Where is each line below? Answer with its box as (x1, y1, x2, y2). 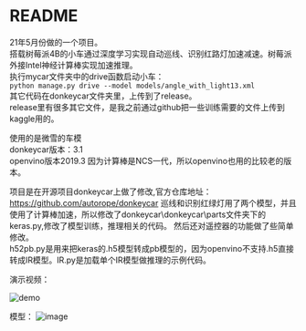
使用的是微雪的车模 (9, 132, 82, 143)
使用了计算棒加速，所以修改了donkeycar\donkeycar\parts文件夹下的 (9, 209, 267, 220)
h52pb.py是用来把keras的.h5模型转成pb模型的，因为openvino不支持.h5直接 (9, 243, 295, 253)
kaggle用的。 (9, 113, 59, 124)
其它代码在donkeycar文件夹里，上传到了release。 (9, 90, 197, 101)
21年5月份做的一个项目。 (9, 36, 103, 47)
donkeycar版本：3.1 (9, 143, 84, 155)
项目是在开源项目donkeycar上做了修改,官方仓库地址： (9, 186, 212, 197)
